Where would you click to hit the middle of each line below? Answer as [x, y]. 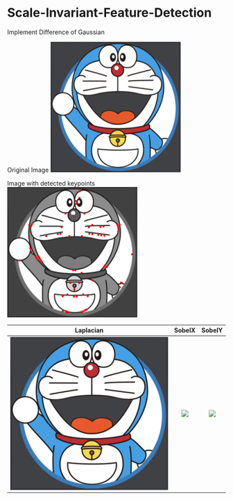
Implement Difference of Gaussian [56, 32]
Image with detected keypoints [51, 183]
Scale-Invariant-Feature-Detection [110, 13]
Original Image [28, 170]
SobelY [212, 330]
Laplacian [89, 330]
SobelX [185, 330]
